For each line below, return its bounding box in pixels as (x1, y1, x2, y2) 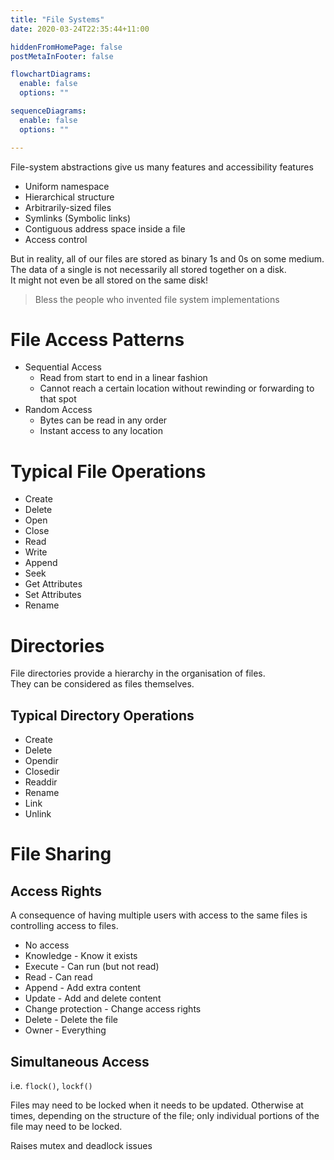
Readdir (24, 776, 58, 788)
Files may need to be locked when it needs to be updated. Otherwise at (10, 1099, 304, 1111)
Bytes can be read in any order (39, 414, 168, 426)
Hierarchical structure (24, 191, 115, 203)
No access (24, 939, 70, 951)
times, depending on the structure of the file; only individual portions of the (10, 1109, 320, 1121)
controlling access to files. (10, 920, 119, 932)
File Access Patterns (10, 328, 185, 351)
